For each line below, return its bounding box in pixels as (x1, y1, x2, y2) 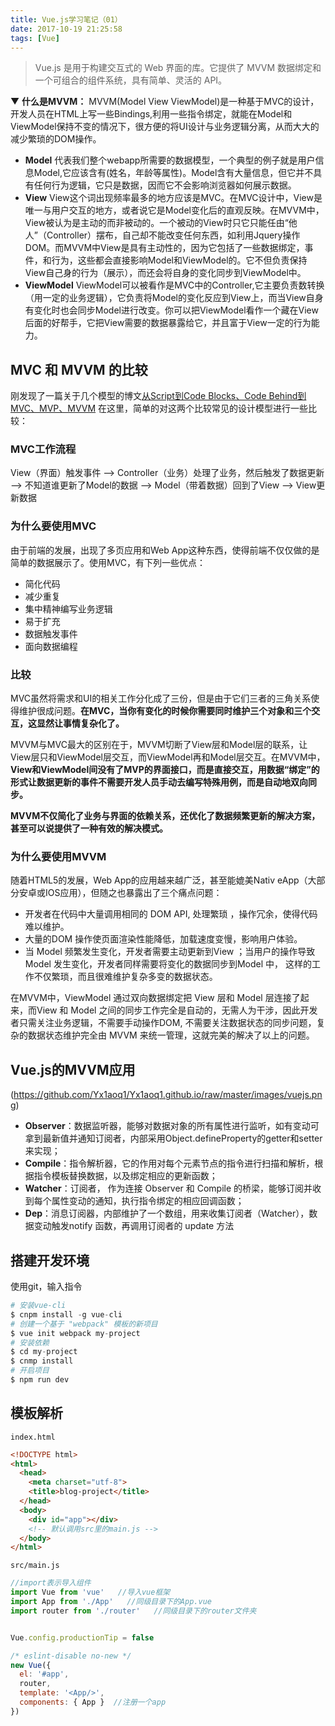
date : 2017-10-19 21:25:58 (10, 24, 123, 34)
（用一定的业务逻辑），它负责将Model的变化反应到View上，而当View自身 (24, 292, 324, 304)
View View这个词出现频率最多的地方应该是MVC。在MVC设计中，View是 (24, 192, 323, 204)
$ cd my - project (10, 1347, 78, 1357)
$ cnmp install (10, 1356, 74, 1366)
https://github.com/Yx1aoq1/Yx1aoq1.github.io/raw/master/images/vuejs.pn (13, 1089, 323, 1101)
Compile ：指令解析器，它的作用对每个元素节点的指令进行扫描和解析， (24, 1157, 315, 1170)
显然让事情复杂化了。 (36, 717, 125, 730)
